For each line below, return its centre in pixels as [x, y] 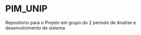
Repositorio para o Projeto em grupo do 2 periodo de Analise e [70, 22]
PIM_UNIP [26, 9]
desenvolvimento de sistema [35, 27]
